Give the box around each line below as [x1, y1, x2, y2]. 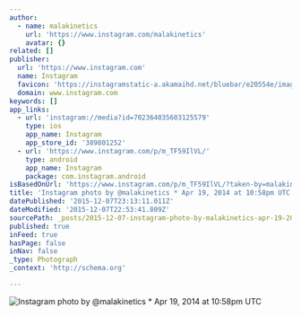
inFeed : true [9, 230, 58, 239]
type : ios [25, 122, 63, 131]
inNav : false [9, 247, 58, 256]
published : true [9, 222, 70, 231]
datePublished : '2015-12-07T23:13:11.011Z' [9, 197, 175, 206]
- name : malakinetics [17, 22, 99, 31]
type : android [25, 154, 78, 164]
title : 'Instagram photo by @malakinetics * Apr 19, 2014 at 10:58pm [9, 189, 275, 197]
